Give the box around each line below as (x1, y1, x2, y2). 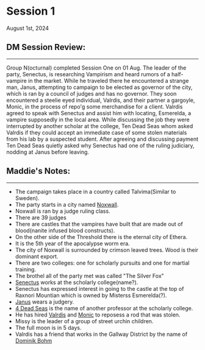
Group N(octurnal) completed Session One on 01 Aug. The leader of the (6, 64, 187, 71)
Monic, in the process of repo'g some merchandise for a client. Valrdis (6, 102, 183, 110)
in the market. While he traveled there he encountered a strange (28, 77, 189, 84)
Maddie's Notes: (6, 166, 71, 176)
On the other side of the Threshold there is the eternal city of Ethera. (15, 233, 188, 240)
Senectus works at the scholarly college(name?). (15, 279, 138, 286)
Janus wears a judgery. (15, 298, 74, 305)
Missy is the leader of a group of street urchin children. (15, 317, 154, 324)
